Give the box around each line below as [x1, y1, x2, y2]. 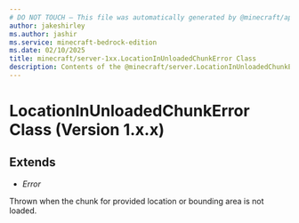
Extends [9, 155, 56, 170]
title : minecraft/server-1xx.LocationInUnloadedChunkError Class [9, 54, 256, 63]
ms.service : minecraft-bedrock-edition [9, 37, 158, 47]
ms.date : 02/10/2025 [9, 46, 86, 55]
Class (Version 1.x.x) [9, 120, 165, 140]
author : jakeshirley [9, 21, 86, 30]
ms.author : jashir [9, 29, 77, 38]
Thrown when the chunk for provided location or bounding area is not [9, 195, 264, 206]
